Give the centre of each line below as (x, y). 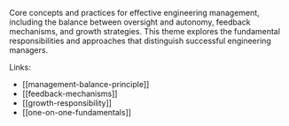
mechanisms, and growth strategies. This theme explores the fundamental (145, 31)
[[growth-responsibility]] (67, 103)
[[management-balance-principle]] (86, 84)
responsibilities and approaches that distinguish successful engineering (141, 41)
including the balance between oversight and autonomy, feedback (130, 22)
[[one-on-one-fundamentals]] (76, 112)
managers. (29, 50)
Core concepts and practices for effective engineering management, (134, 13)
